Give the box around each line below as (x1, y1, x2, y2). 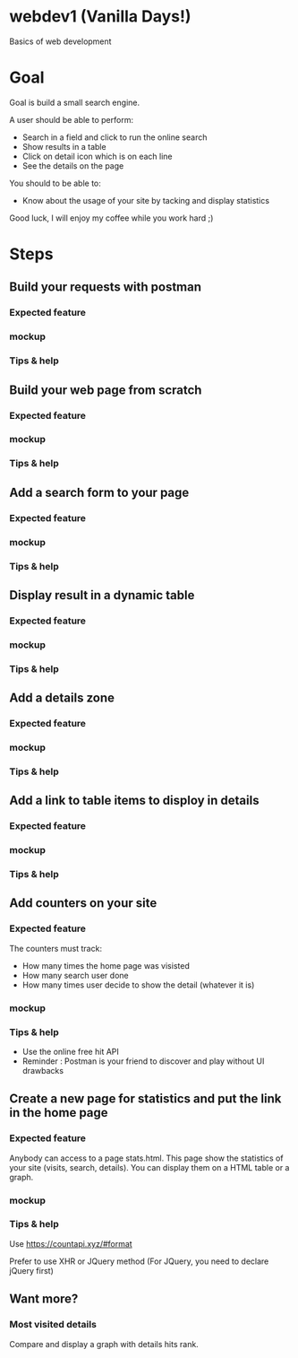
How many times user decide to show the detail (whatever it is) (21, 979, 255, 990)
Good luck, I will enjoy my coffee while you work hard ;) (9, 213, 214, 223)
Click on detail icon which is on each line (21, 151, 173, 161)
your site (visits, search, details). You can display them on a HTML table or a (9, 1162, 290, 1172)
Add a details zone (9, 691, 115, 706)
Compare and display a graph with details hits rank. (9, 1338, 199, 1349)
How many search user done (21, 970, 129, 980)
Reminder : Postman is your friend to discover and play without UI (21, 1056, 265, 1066)
